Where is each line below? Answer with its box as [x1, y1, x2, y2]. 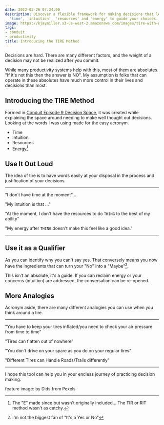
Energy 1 [12, 145, 28, 152]
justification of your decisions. [5, 178, 66, 184]
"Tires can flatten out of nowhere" [5, 338, 74, 344]
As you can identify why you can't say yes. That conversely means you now [5, 257, 158, 263]
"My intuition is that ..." [5, 201, 51, 207]
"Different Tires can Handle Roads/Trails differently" [5, 357, 110, 363]
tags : [5, 25, 16, 30]
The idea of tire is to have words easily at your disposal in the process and [5, 173, 155, 178]
